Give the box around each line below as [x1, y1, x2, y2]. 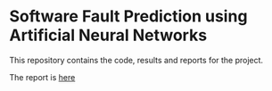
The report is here [9, 71, 76, 82]
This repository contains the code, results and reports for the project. [9, 54, 264, 65]
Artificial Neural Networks [9, 25, 208, 45]
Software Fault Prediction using [9, 6, 248, 27]
